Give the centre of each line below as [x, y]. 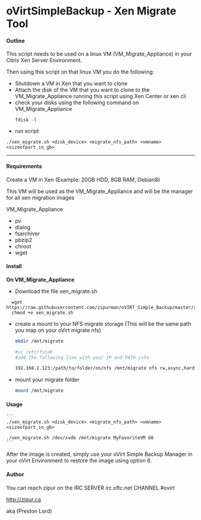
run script [27, 131]
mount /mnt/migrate [39, 391]
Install [14, 266]
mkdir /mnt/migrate [39, 341]
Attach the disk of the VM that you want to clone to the [82, 90]
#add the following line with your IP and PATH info [82, 358]
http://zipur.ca [24, 499]
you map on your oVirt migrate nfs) [58, 330]
